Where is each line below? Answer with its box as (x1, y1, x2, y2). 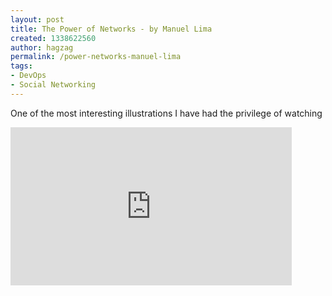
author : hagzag (10, 42, 74, 53)
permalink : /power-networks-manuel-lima (10, 52, 182, 62)
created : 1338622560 (10, 33, 97, 43)
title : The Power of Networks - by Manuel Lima (10, 24, 213, 34)
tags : (10, 61, 33, 71)
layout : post (10, 14, 65, 25)
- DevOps (10, 71, 47, 81)
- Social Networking (10, 80, 97, 90)
